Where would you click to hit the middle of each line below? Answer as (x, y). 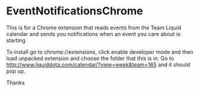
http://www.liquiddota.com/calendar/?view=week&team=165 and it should (98, 65)
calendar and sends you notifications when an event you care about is (93, 34)
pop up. (16, 71)
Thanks (16, 83)
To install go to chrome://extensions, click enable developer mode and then (100, 51)
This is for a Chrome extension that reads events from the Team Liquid (94, 28)
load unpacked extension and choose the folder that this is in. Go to (90, 58)
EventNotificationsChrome (75, 11)
